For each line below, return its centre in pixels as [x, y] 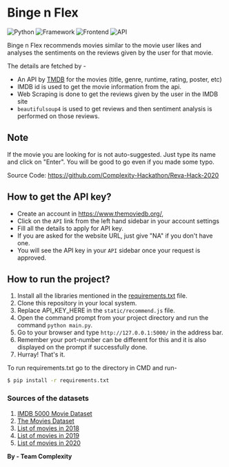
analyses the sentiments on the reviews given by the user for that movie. [110, 53]
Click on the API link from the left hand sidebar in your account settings [118, 221]
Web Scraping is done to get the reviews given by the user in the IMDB [118, 94]
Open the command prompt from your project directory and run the [113, 318]
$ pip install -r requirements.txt [58, 381]
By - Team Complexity [40, 456]
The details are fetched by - [47, 66]
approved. [32, 258]
